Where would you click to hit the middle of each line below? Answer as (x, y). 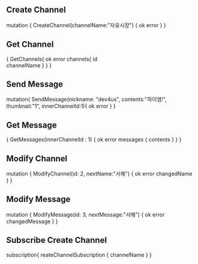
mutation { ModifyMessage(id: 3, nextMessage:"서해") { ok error (85, 214)
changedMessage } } (32, 221)
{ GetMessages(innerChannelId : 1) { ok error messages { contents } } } (94, 140)
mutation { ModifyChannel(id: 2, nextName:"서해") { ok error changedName (99, 174)
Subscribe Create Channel (56, 240)
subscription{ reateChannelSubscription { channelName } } (79, 254)
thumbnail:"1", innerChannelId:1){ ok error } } (61, 106)
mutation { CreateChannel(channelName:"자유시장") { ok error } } (86, 25)
